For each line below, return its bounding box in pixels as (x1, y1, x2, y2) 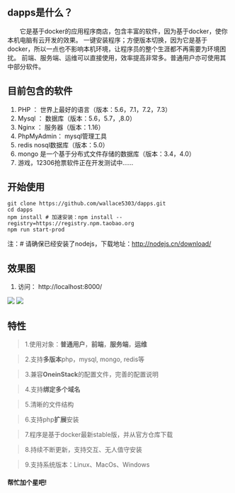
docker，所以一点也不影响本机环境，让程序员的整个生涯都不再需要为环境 (7, 45, 220, 53)
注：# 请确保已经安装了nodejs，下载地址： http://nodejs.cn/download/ (7, 239, 212, 248)
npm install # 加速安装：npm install (7, 214, 113, 221)
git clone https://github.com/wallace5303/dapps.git (7, 200, 166, 208)
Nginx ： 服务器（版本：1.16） (17, 123, 105, 131)
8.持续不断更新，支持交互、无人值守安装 (24, 446, 143, 454)
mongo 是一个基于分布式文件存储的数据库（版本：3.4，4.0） (17, 149, 196, 158)
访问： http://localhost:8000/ (17, 283, 103, 291)
